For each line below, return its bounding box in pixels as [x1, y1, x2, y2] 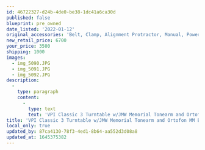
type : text [28, 105, 56, 112]
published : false [6, 15, 51, 21]
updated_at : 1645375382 [6, 134, 67, 141]
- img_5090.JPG [12, 60, 51, 66]
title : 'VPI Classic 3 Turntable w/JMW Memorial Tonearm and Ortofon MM [6, 117, 195, 123]
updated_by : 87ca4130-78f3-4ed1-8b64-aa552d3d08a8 [6, 129, 138, 135]
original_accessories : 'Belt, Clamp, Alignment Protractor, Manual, [6, 32, 184, 38]
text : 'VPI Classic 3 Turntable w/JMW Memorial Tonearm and [28, 111, 184, 118]
